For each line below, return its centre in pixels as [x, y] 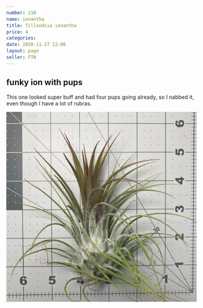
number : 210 [21, 13]
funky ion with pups [44, 82]
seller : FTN [21, 57]
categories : [21, 38]
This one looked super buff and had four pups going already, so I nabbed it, [100, 97]
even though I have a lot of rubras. [49, 103]
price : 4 [17, 32]
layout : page [23, 51]
